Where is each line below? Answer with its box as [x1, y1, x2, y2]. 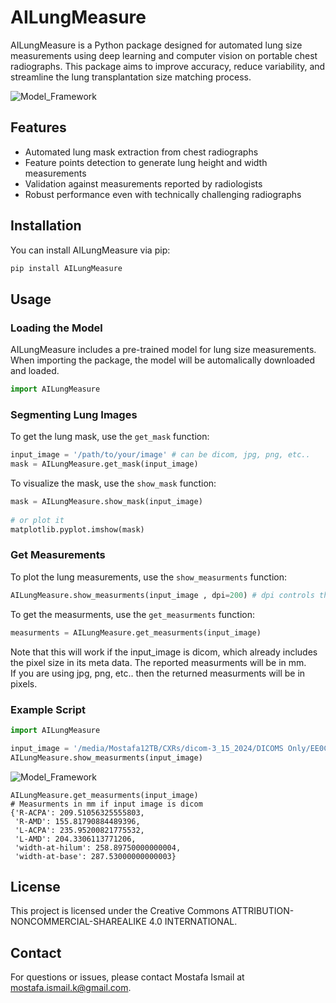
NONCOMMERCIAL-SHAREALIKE [10, 916, 147, 928]
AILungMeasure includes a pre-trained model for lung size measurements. [10, 344, 317, 356]
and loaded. [10, 365, 60, 377]
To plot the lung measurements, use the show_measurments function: [10, 571, 287, 583]
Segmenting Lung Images [10, 407, 138, 421]
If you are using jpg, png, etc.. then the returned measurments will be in [10, 667, 306, 679]
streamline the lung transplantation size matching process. [10, 71, 252, 83]
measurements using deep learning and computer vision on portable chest [10, 49, 318, 61]
